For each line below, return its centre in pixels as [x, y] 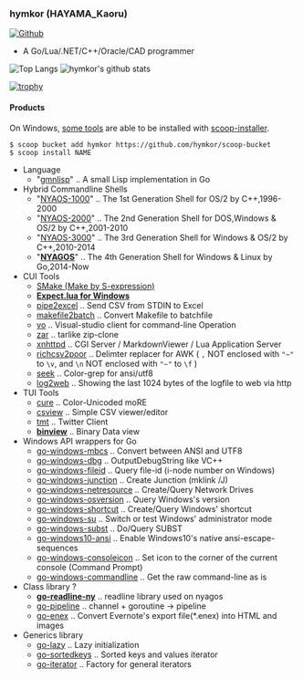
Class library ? [49, 586]
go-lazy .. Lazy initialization [88, 644]
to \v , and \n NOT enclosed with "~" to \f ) [117, 363]
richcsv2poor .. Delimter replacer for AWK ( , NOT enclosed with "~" [165, 353]
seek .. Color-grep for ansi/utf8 [94, 373]
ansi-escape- [250, 538]
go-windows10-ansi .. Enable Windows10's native [130, 538]
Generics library [53, 635]
